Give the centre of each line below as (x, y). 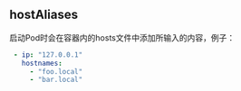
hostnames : (42, 63)
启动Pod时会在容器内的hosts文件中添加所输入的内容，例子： (122, 37)
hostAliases (44, 15)
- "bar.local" (56, 80)
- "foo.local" (56, 71)
